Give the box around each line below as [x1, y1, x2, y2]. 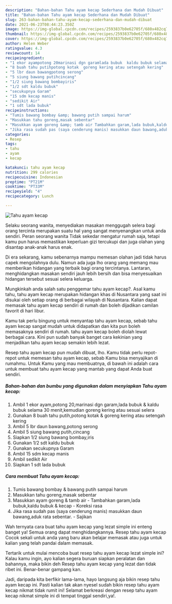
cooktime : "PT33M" [5, 184, 45, 189]
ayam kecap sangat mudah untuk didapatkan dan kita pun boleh [5, 323, 141, 329]
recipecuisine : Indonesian [5, 174, 63, 180]
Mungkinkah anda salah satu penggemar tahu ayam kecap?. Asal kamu [5, 286, 155, 292]
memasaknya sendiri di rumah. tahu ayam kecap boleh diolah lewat [5, 328, 147, 335]
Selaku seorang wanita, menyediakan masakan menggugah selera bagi [5, 222, 156, 228]
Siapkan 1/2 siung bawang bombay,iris [12, 434, 94, 440]
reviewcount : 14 [5, 50, 40, 56]
